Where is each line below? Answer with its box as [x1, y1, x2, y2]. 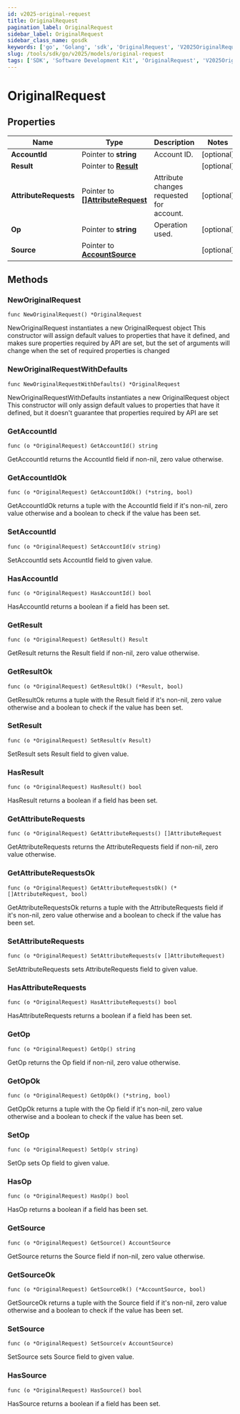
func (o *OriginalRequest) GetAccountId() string [7, 442, 159, 450]
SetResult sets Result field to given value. [7, 750, 129, 758]
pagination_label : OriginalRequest [7, 24, 114, 31]
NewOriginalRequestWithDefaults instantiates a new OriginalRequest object [7, 393, 230, 402]
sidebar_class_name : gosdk [7, 37, 88, 44]
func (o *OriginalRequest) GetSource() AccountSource [7, 1239, 171, 1247]
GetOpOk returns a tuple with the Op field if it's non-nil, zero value [7, 1105, 203, 1113]
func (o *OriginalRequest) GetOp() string [7, 1045, 136, 1052]
